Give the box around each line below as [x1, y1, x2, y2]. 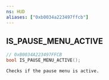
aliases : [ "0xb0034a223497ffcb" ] [6, 14, 89, 20]
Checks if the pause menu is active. [6, 68, 100, 74]
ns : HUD [6, 8, 25, 15]
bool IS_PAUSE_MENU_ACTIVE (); [6, 57, 81, 63]
